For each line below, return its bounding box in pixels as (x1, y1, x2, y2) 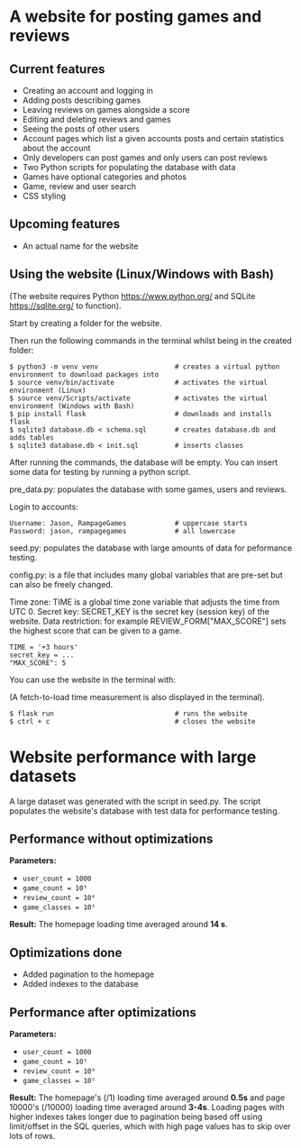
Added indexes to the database (22, 979, 139, 989)
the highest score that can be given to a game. (9, 624, 183, 636)
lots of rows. (9, 1131, 56, 1141)
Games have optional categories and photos (22, 171, 187, 182)
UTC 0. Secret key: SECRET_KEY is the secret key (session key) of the (9, 606, 270, 616)
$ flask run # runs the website (9, 709, 248, 718)
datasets (9, 766, 77, 786)
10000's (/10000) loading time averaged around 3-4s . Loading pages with (9, 1102, 286, 1112)
